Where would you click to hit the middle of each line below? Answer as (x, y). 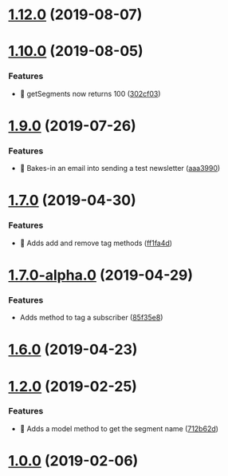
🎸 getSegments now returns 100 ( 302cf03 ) (90, 93)
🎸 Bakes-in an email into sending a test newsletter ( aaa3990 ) (120, 169)
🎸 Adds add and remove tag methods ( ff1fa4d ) (96, 243)
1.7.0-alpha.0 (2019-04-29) (101, 275)
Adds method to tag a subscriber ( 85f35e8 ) (91, 318)
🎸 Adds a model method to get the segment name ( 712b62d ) (119, 428)
